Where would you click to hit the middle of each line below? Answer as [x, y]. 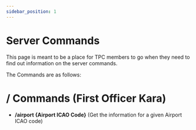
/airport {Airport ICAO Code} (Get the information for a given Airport [98, 115]
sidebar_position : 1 [31, 11]
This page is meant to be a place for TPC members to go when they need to [98, 57]
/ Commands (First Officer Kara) [86, 98]
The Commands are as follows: [44, 75]
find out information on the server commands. [62, 63]
